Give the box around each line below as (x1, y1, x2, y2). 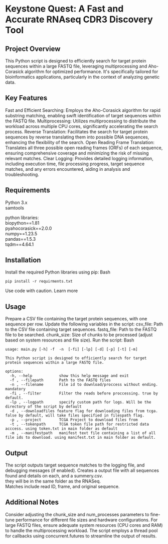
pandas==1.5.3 (5, 236, 36, 242)
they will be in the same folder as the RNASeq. (5, 478, 101, 484)
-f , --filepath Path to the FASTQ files (10, 378, 111, 383)
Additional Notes (5, 498, 59, 507)
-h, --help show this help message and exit (10, 373, 129, 378)
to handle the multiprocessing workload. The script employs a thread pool (5, 527, 158, 533)
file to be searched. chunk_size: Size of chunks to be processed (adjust (5, 332, 153, 338)
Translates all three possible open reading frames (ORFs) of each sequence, (5, 145, 163, 151)
